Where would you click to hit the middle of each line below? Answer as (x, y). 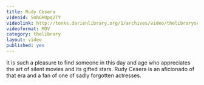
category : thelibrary (34, 34)
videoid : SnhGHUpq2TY (34, 17)
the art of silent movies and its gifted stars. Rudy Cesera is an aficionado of (100, 69)
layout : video (24, 40)
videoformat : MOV (28, 29)
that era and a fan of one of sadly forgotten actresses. (74, 75)
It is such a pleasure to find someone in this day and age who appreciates (98, 62)
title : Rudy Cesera (31, 12)
